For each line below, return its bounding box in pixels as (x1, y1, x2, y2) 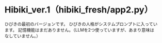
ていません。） (13, 33, 41, 39)
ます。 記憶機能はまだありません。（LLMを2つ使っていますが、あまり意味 (4, 27, 150, 32)
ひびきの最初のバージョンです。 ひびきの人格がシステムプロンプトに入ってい (4, 21, 158, 27)
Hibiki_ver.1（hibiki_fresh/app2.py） (4, 4, 153, 15)
